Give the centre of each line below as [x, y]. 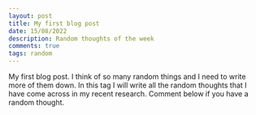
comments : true [34, 46]
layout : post [30, 16]
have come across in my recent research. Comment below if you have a [129, 94]
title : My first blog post [54, 23]
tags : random [30, 53]
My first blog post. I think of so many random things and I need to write [127, 77]
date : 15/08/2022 [38, 31]
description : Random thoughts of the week [81, 38]
